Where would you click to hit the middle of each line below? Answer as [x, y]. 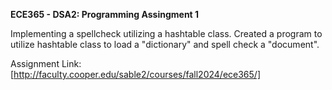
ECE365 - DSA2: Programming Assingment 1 [105, 14]
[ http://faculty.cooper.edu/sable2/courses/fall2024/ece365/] [135, 74]
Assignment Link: [46, 63]
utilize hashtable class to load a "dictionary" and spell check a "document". [165, 44]
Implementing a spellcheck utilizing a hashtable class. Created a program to [166, 33]
